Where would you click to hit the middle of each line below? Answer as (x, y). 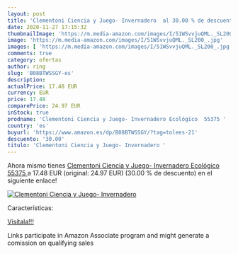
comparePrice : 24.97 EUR (44, 106)
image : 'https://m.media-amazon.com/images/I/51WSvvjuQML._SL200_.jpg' (115, 40)
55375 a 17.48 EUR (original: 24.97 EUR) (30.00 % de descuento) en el (110, 173)
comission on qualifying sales (51, 243)
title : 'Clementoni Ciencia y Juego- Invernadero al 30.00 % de (106, 21)
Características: (30, 208)
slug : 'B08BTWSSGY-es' (41, 73)
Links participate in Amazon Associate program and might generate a (108, 236)
